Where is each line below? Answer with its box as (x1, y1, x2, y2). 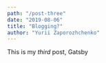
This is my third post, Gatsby (7, 48, 88, 56)
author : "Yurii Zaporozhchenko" (7, 29, 100, 36)
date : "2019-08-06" (7, 16, 63, 23)
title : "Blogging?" (7, 23, 63, 29)
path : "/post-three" (7, 10, 67, 17)
